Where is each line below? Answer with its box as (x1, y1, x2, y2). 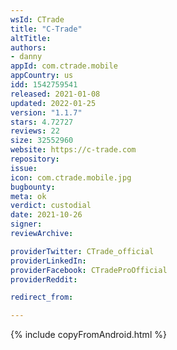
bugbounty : (10, 182, 56, 192)
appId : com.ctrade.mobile (10, 61, 118, 71)
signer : (10, 219, 43, 230)
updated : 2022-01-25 (10, 98, 97, 108)
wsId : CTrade (10, 14, 65, 25)
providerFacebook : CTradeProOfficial (10, 265, 168, 275)
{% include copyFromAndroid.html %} (10, 329, 167, 341)
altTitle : (10, 33, 52, 43)
